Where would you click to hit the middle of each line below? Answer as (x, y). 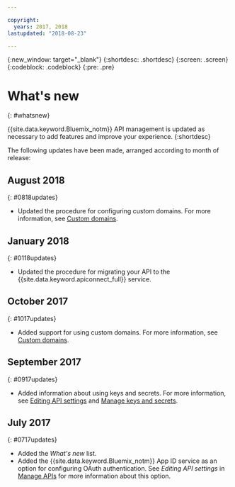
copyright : (23, 20)
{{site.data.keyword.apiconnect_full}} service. (84, 279)
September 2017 (44, 362)
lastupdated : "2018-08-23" (47, 33)
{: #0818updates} (33, 197)
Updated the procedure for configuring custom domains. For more (114, 211)
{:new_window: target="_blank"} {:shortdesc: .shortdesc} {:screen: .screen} (118, 60)
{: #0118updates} (32, 258)
